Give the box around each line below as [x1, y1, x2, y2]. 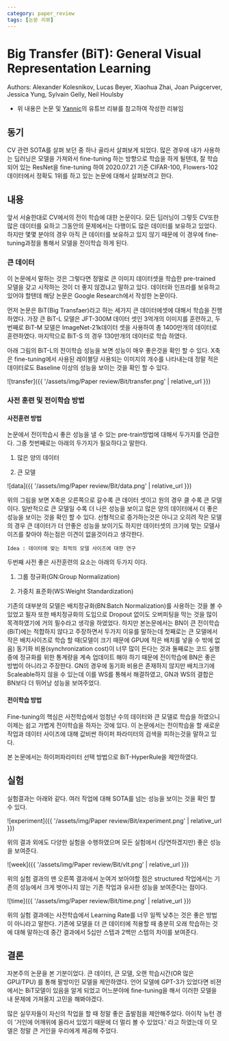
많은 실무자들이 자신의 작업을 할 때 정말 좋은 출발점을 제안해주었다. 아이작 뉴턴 [7, 1009, 215, 1018]
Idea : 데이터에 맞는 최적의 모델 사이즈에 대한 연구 [7, 546, 136, 552]
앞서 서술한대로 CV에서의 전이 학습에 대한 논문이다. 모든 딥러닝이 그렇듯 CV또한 [7, 213, 219, 221]
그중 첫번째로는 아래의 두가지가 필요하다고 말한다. [16, 439, 148, 448]
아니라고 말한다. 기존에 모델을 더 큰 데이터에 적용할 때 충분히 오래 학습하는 [14, 919, 211, 927]
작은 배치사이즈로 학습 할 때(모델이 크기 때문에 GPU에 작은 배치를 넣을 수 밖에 [7, 636, 213, 644]
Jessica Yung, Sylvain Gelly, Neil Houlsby [7, 90, 124, 99]
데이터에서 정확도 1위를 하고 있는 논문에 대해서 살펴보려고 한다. [7, 172, 174, 180]
